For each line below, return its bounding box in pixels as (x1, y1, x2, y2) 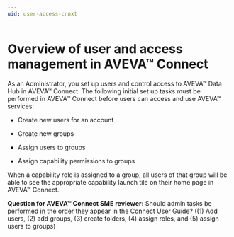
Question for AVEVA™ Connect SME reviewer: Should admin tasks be (7, 199, 212, 207)
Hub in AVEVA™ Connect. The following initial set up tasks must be (7, 86, 201, 96)
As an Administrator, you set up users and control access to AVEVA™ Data (7, 79, 222, 88)
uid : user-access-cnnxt (7, 10, 78, 18)
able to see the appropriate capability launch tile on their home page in (7, 178, 214, 186)
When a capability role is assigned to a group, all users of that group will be (7, 170, 228, 179)
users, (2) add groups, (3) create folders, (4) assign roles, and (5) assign (7, 214, 220, 223)
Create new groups (17, 129, 74, 138)
